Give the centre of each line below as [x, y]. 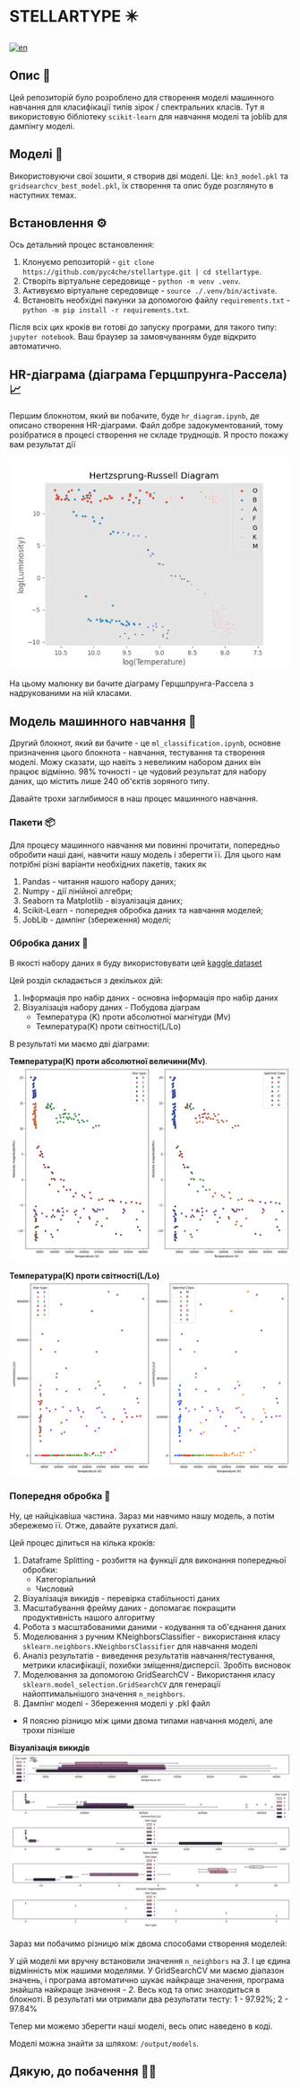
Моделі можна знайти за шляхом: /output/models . [104, 2043]
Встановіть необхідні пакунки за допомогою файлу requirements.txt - [156, 300]
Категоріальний [66, 1579]
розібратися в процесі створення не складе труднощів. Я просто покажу [149, 435]
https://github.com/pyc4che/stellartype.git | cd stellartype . [142, 272]
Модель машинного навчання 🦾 [103, 722]
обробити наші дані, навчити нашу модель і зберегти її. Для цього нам [145, 855]
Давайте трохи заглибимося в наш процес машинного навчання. [134, 798]
